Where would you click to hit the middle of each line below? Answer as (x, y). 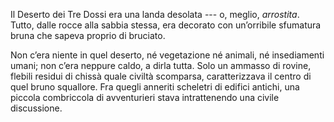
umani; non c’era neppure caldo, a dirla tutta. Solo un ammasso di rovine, (161, 65)
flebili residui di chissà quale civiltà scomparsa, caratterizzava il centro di (161, 76)
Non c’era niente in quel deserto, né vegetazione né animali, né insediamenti (167, 55)
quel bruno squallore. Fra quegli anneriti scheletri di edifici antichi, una (155, 87)
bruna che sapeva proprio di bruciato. (88, 35)
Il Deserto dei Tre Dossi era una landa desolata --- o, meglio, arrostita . (155, 14)
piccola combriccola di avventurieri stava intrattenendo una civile (145, 97)
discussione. (36, 108)
